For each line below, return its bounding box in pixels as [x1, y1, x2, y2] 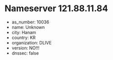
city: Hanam [11, 29, 36, 35]
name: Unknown [11, 24, 45, 30]
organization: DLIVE [11, 40, 52, 45]
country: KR [11, 35, 36, 40]
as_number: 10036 [11, 19, 49, 25]
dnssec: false [11, 50, 39, 56]
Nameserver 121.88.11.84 [4, 3, 108, 14]
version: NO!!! [11, 45, 40, 51]
